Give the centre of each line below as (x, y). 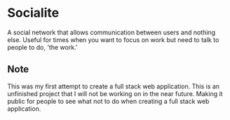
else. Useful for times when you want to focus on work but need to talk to (113, 39)
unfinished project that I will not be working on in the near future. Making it (115, 93)
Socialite (33, 13)
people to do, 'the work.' (42, 47)
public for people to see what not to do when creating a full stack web (108, 101)
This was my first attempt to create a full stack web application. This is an (113, 86)
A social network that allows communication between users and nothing (111, 32)
